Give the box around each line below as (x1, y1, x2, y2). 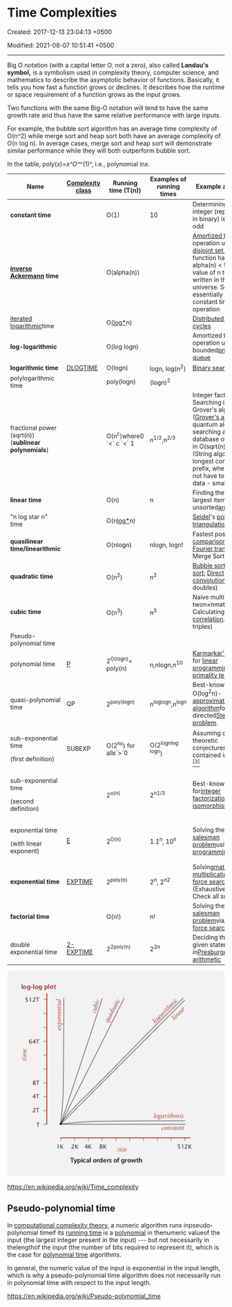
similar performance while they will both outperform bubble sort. (7, 146, 191, 155)
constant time (10, 211, 52, 219)
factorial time (10, 913, 50, 921)
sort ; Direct (192, 569, 224, 577)
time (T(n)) (109, 186, 142, 194)
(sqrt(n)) (10, 431, 35, 439)
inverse (10, 265, 32, 273)
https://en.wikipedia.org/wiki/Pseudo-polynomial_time (7, 1292, 161, 1300)
